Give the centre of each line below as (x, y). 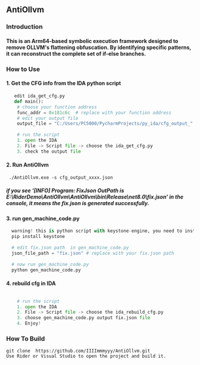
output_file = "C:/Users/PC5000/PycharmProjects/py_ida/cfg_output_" (105, 124)
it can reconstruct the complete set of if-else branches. (76, 54)
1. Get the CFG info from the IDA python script (64, 83)
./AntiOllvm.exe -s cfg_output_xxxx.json (61, 177)
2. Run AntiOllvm (28, 165)
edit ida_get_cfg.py (40, 96)
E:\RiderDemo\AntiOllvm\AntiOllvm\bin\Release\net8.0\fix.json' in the (95, 197)
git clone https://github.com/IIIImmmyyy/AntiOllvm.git (78, 351)
